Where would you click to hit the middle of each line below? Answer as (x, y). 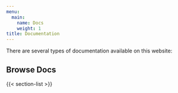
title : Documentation (33, 34)
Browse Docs (31, 69)
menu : (13, 12)
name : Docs (30, 23)
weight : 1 (29, 28)
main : (18, 17)
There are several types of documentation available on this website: (89, 51)
